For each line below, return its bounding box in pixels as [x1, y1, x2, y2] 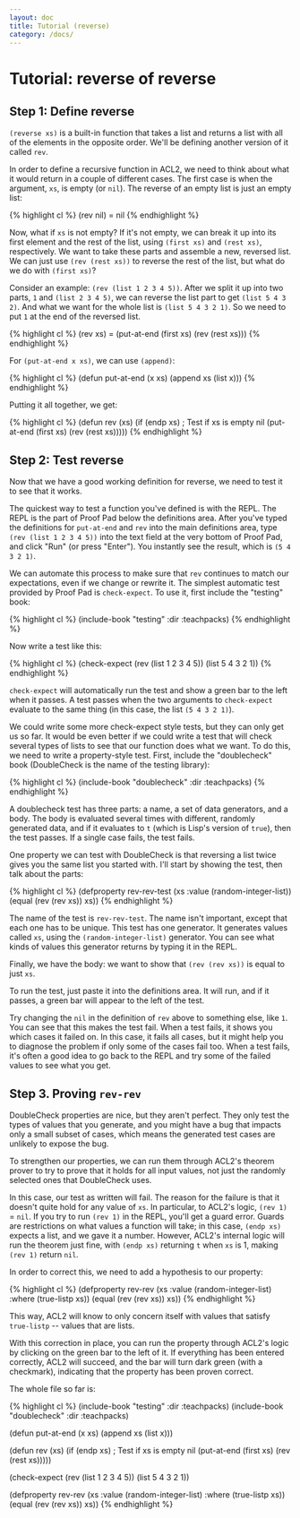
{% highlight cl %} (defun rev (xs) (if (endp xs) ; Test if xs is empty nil [9, 417, 265, 428]
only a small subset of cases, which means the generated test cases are [9, 1129, 276, 1139]
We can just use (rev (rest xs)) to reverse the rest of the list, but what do [9, 256, 285, 267]
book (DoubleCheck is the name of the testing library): [9, 759, 210, 770]
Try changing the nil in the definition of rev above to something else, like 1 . [9, 1013, 288, 1024]
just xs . [9, 968, 36, 979]
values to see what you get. [9, 1060, 111, 1071]
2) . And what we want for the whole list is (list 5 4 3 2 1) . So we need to [9, 302, 287, 313]
